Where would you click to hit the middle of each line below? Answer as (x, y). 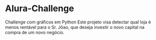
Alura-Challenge (40, 9)
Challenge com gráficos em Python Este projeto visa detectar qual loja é (78, 22)
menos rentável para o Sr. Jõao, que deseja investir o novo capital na (75, 27)
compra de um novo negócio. (35, 32)
